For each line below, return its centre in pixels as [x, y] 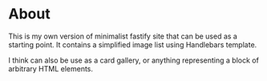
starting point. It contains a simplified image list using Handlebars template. [133, 44]
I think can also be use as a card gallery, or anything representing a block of [133, 60]
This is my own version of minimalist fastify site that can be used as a [123, 36]
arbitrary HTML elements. [51, 68]
